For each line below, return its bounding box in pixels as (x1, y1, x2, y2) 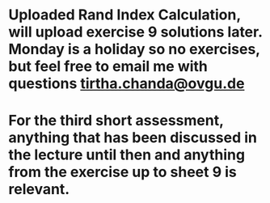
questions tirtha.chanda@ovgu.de (8, 74, 245, 93)
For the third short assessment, (8, 112, 224, 130)
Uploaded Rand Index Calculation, (8, 6, 241, 24)
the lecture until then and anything (8, 146, 245, 164)
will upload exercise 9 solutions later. (8, 23, 263, 41)
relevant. (8, 180, 70, 199)
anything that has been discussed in (8, 129, 257, 147)
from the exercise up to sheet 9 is (8, 163, 237, 181)
